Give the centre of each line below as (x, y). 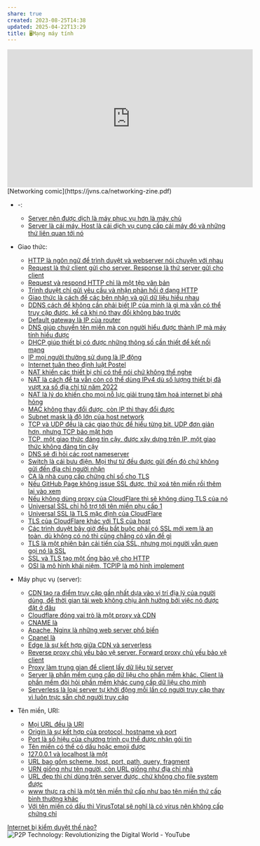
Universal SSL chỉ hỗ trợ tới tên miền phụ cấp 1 (95, 506)
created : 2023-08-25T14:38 (47, 20)
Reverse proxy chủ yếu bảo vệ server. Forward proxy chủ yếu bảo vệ (127, 653)
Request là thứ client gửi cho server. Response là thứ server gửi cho (126, 268)
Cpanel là (42, 638)
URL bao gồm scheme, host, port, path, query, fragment (109, 762)
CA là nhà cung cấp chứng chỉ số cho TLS (88, 477)
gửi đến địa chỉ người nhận (66, 469)
